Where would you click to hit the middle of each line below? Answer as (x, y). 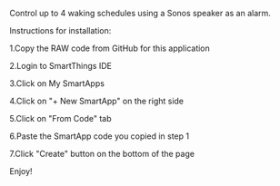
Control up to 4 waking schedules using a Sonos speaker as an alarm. (140, 13)
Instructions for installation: (60, 30)
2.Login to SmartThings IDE (60, 66)
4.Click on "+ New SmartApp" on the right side (97, 101)
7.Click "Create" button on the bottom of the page (102, 154)
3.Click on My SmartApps (57, 83)
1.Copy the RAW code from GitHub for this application (110, 48)
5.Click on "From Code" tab (60, 118)
